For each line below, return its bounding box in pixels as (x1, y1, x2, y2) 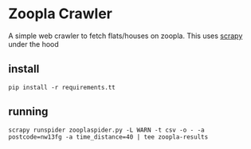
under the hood (8, 39, 60, 48)
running (8, 105, 49, 119)
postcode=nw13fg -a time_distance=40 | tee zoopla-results (8, 132, 209, 141)
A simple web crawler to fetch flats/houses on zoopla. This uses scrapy (8, 31, 243, 40)
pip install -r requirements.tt (8, 83, 116, 91)
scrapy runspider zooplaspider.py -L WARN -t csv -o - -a (8, 126, 205, 134)
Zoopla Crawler (8, 5, 113, 23)
